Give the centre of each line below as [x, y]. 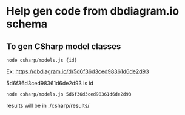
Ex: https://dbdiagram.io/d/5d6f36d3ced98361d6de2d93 [78, 71]
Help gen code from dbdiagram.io [93, 11]
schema [27, 24]
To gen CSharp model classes [64, 46]
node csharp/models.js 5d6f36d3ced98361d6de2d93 [69, 94]
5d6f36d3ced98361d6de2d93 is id [50, 83]
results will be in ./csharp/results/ [48, 105]
